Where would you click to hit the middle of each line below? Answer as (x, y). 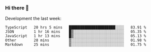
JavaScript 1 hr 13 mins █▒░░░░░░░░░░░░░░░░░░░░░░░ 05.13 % (76, 36)
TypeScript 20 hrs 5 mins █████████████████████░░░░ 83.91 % (76, 27)
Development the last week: (33, 19)
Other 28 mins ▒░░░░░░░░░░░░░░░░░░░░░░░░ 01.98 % (76, 40)
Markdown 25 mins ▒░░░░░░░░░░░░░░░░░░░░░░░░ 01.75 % (76, 45)
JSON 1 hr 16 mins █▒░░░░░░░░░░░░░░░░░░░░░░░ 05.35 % (76, 32)
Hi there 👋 (17, 8)
